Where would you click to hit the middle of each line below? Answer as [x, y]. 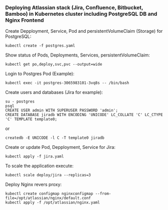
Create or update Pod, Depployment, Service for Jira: [60, 147]
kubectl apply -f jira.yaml [35, 156]
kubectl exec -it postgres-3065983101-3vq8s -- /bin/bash [67, 83]
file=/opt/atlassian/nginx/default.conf [48, 198]
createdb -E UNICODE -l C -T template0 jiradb [55, 138]
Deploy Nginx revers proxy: [33, 185]
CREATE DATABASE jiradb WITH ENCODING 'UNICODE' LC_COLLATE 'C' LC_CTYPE [84, 115]
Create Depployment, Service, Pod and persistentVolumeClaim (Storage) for [84, 31]
